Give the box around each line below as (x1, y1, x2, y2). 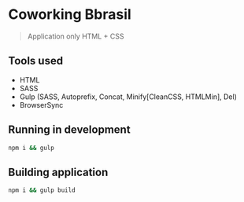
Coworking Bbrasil (8, 6, 131, 24)
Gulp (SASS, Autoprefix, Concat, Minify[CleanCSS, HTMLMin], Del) (19, 92, 238, 101)
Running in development (8, 123, 131, 137)
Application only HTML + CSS (27, 31, 124, 41)
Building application (8, 165, 109, 178)
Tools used (8, 54, 64, 68)
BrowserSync (19, 100, 64, 109)
